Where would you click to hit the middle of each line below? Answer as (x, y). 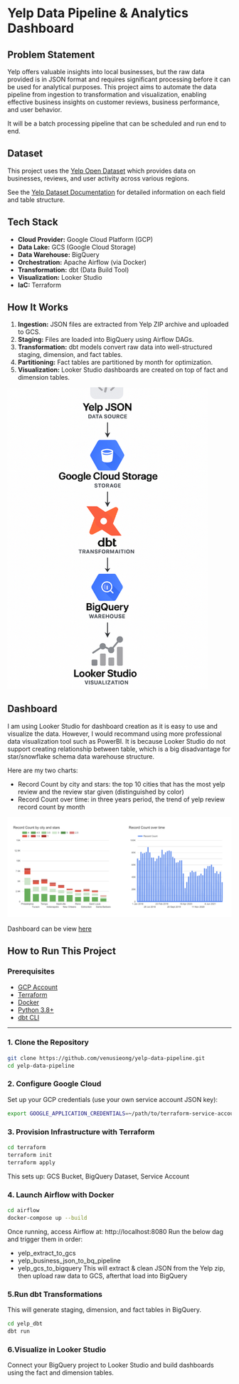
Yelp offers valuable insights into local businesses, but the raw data (106, 72)
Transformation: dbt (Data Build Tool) (73, 270)
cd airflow (23, 1210)
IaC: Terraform (39, 285)
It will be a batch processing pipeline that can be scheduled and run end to (117, 123)
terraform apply (31, 1162)
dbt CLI (28, 1017)
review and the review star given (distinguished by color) (101, 792)
